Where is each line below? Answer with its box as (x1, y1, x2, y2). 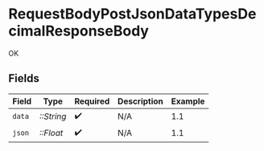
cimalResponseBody (8, 22, 149, 40)
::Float (39, 128, 64, 139)
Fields (8, 71, 40, 85)
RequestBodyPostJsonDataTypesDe (8, 5, 257, 23)
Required (74, 96, 110, 107)
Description (118, 96, 163, 107)
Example (171, 96, 205, 107)
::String (39, 111, 67, 122)
